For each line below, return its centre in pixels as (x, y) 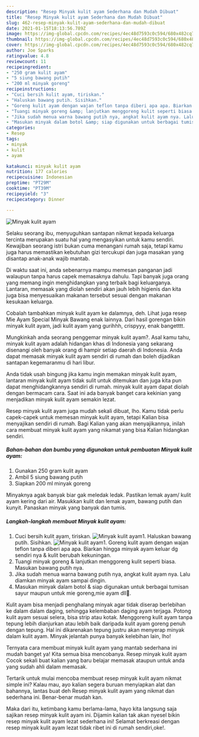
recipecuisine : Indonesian (39, 177)
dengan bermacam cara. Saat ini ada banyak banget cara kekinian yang (94, 393)
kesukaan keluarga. (30, 302)
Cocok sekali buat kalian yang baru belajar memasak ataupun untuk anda (95, 660)
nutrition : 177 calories (37, 172)
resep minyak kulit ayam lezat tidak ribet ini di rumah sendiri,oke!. (86, 728)
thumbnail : (20, 39)
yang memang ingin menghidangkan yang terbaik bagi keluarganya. (89, 283)
